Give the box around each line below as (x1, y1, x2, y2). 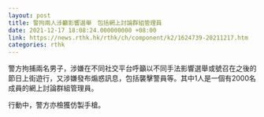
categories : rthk (8, 41, 65, 49)
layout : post (8, 11, 51, 20)
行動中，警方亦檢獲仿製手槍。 (8, 100, 105, 110)
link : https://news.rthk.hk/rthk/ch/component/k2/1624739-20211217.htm (8, 33, 248, 42)
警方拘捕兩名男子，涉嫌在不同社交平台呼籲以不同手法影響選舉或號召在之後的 (8, 64, 257, 74)
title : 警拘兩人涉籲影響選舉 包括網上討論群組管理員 (8, 19, 162, 27)
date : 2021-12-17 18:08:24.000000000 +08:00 (8, 26, 157, 34)
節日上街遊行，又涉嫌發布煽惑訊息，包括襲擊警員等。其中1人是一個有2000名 (8, 74, 256, 83)
